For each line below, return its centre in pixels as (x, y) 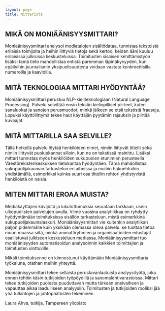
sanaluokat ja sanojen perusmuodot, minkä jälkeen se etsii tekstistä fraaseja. (83, 110)
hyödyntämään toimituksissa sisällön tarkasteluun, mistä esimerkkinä (75, 217)
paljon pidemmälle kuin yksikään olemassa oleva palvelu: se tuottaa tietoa (80, 227)
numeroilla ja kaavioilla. (29, 72)
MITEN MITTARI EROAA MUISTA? (57, 195)
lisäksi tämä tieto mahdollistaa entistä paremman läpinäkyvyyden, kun (76, 62)
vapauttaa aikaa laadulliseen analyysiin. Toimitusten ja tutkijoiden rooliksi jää (82, 288)
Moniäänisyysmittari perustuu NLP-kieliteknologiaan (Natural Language (78, 99)
